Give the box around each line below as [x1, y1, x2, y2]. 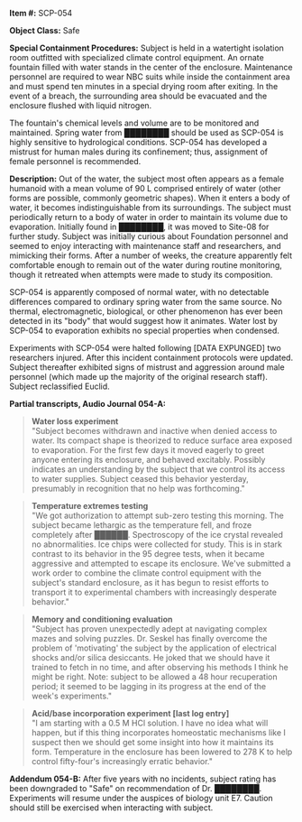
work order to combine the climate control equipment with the [31, 568, 261, 578]
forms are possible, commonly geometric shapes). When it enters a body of [9, 193, 290, 203]
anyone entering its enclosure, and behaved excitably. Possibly [31, 455, 266, 465]
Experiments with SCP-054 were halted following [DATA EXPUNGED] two [9, 343, 281, 353]
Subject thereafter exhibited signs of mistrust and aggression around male [9, 362, 286, 373]
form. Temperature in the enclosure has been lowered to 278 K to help [31, 746, 293, 757]
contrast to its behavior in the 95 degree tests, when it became [31, 549, 265, 559]
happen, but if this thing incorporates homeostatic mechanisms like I [31, 727, 287, 738]
